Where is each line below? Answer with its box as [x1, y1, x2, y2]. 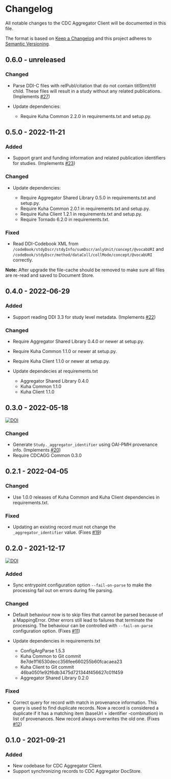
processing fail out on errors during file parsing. [12, 587, 113, 594]
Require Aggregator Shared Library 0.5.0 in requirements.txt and [20, 195, 156, 201]
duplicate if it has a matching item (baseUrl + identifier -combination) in [12, 710, 163, 716]
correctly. [12, 256, 33, 263]
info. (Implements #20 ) [12, 447, 61, 453]
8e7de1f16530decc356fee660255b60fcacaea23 [20, 658, 123, 665]
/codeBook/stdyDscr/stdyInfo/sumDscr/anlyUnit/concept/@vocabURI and [12, 246, 164, 252]
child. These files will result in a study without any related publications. [12, 88, 162, 94]
